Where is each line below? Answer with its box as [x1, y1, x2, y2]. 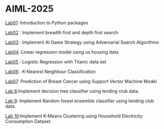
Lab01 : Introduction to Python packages [5, 20, 88, 26]
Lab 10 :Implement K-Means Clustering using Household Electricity [5, 113, 143, 119]
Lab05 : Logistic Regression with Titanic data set [5, 58, 106, 64]
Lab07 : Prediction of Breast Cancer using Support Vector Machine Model [5, 78, 157, 84]
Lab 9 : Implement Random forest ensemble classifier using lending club [5, 98, 154, 104]
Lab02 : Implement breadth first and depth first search [5, 29, 119, 35]
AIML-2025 [5, 3, 54, 15]
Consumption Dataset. [5, 118, 52, 124]
